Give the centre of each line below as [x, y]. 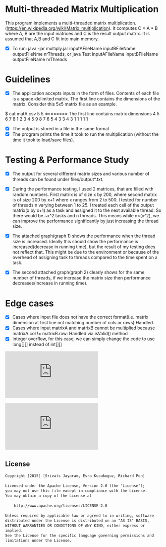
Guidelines [28, 79]
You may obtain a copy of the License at [49, 496]
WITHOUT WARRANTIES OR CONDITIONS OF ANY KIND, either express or [75, 526]
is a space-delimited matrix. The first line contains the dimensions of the [86, 99]
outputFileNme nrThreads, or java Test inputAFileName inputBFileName [85, 54]
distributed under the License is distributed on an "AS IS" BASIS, [77, 521]
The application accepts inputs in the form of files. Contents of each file [86, 93]
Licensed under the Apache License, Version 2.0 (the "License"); [75, 486]
